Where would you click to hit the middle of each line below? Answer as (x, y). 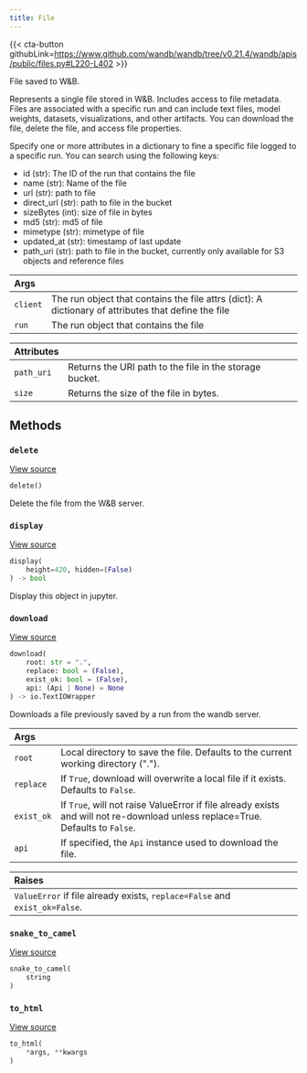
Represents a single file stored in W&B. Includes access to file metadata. (145, 99)
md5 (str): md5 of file (63, 221)
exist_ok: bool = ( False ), (77, 680)
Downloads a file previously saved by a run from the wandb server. (136, 714)
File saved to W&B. (45, 81)
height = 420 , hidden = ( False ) (79, 570)
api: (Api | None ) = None (75, 688)
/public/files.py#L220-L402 (62, 63)
